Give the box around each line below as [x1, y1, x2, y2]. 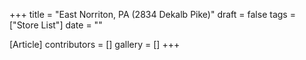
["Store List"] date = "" [9, 19, 103, 31]
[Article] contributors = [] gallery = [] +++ [9, 39, 181, 50]
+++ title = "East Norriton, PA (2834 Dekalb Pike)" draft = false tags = [9, 9, 296, 20]
